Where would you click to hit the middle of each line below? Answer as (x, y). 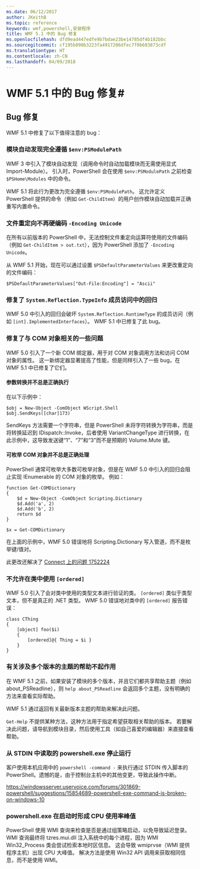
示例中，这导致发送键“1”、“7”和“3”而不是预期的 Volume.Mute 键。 (92, 440)
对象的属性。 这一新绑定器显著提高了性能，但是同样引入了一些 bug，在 (93, 360)
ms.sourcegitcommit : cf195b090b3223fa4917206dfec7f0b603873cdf (86, 45)
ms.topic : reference (32, 23)
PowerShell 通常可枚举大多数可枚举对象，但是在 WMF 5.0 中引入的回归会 (96, 469)
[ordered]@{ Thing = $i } (60, 640)
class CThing (22, 619)
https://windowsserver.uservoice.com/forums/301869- (74, 787)
